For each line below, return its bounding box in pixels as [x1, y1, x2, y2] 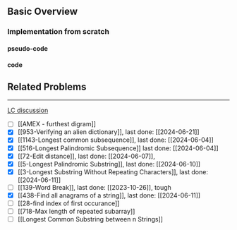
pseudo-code [7, 44, 48, 52]
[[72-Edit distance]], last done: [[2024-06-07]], [17, 152, 155, 160]
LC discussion [7, 106, 49, 115]
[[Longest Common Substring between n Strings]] [17, 215, 164, 223]
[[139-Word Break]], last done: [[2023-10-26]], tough [17, 183, 171, 191]
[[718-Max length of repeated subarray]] [17, 207, 135, 215]
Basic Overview [7, 6, 78, 18]
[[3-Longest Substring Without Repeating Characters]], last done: [17, 167, 208, 176]
